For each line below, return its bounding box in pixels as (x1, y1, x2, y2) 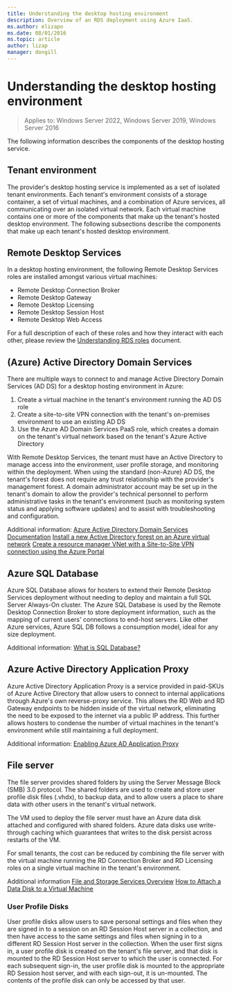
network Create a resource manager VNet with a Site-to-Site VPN (7, 540, 195, 548)
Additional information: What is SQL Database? (7, 643, 141, 652)
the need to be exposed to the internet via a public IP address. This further (7, 711, 220, 720)
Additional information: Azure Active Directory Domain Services (7, 526, 188, 534)
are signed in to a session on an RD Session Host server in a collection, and (7, 925, 223, 933)
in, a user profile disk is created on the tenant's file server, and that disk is (7, 947, 218, 955)
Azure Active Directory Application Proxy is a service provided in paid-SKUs (7, 681, 224, 690)
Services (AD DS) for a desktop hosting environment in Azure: (7, 382, 184, 391)
